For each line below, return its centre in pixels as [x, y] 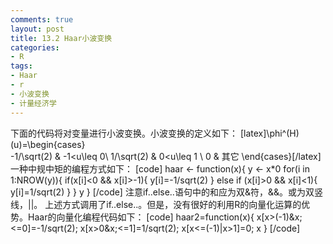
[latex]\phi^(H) [269, 133]
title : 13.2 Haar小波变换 [61, 38]
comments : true [42, 19]
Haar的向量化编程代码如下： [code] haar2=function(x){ [141, 217]
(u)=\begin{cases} [48, 144]
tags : [21, 66]
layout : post [37, 29]
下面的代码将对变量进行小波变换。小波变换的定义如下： [124, 133]
